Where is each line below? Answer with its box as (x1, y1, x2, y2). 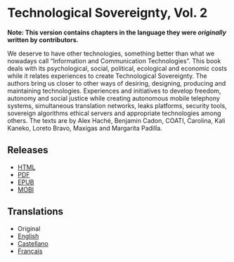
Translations (7, 206, 64, 218)
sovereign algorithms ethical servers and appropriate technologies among (7, 109, 221, 117)
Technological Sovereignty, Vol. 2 (7, 5, 208, 21)
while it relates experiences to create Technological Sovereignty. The (7, 72, 207, 80)
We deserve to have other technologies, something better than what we (7, 49, 215, 58)
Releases (7, 144, 48, 156)
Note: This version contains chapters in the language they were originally (7, 28, 227, 37)
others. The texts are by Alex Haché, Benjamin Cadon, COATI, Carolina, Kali (7, 116, 226, 124)
